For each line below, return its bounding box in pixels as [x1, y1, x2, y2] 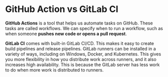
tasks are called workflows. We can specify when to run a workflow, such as [5, 25, 163, 31]
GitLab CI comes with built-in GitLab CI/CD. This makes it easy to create [5, 40, 154, 46]
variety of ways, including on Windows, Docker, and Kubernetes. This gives [5, 51, 161, 57]
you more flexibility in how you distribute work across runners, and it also [5, 56, 156, 62]
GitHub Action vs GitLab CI [5, 3, 119, 15]
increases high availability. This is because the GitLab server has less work [5, 61, 160, 67]
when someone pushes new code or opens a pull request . [5, 30, 127, 36]
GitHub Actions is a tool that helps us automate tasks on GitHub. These [5, 20, 153, 26]
